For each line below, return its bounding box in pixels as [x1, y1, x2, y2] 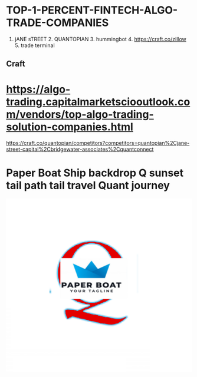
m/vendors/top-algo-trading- [6, 107, 155, 121]
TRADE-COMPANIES [6, 16, 109, 29]
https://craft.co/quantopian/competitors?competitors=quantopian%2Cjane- [6, 140, 190, 147]
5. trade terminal [14, 42, 55, 49]
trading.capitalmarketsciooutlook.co [6, 95, 191, 108]
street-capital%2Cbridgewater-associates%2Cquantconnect [6, 145, 154, 153]
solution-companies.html [6, 120, 134, 133]
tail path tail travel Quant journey [6, 179, 170, 192]
